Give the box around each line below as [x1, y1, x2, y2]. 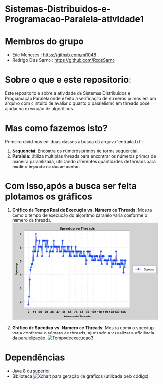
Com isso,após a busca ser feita [5, 181, 137, 192]
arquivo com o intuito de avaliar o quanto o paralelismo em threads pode [5, 100, 150, 106]
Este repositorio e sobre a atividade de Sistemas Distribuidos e [5, 90, 130, 96]
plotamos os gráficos [5, 191, 92, 202]
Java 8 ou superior [12, 368, 50, 374]
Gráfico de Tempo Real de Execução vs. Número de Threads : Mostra [12, 207, 152, 213]
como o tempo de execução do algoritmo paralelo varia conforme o [12, 212, 147, 218]
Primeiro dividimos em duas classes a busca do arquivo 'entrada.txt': [5, 139, 143, 144]
